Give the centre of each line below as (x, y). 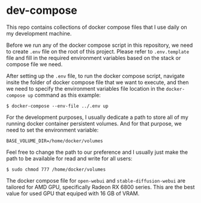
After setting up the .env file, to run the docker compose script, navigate (95, 76)
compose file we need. (34, 64)
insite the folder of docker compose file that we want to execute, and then (97, 82)
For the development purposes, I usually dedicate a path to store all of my (97, 117)
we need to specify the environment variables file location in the (85, 88)
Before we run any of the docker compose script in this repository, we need (100, 45)
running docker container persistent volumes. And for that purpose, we (94, 123)
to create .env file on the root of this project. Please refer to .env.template (98, 51)
